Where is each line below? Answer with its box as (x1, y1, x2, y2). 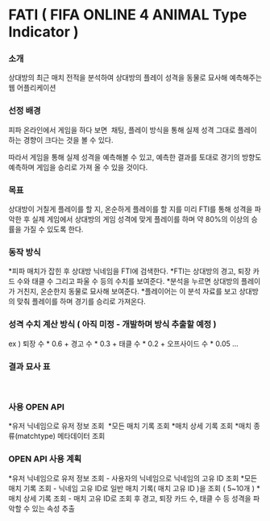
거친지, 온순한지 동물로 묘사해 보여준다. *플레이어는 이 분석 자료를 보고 (16, 286, 238, 296)
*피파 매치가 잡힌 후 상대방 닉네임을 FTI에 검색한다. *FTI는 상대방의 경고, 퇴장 (8, 266, 251, 276)
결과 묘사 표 (8, 361, 51, 372)
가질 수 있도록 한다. (23, 224, 84, 235)
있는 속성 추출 (31, 503, 75, 513)
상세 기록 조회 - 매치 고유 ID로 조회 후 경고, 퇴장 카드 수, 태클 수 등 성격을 (23, 494, 251, 503)
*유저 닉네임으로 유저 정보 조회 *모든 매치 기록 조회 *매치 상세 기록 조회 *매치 (8, 421, 252, 431)
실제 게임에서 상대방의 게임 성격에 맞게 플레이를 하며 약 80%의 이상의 (31, 215, 250, 224)
